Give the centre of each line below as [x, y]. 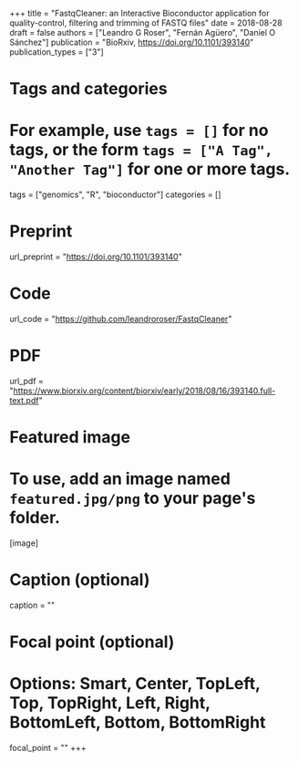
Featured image [70, 438]
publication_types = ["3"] [57, 52]
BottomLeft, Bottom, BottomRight [138, 722]
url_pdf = [26, 381]
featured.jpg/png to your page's [133, 499]
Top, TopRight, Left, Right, [110, 703]
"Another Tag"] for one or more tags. [150, 169]
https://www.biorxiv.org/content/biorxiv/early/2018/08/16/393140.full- [144, 391]
